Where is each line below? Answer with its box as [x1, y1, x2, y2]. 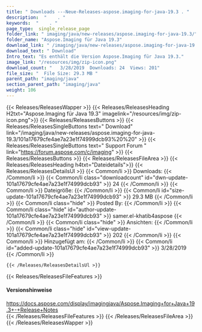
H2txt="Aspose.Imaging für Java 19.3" [6, 109, 101, 117]
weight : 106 [6, 87, 36, 93]
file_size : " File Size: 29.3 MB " [6, 70, 98, 76]
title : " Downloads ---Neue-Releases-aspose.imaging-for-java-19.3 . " [6, 8, 189, 15]
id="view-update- [87, 225, 131, 232]
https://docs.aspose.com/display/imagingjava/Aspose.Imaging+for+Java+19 [6, 300, 195, 307]
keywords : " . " [6, 20, 58, 26]
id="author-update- [68, 206, 117, 213]
